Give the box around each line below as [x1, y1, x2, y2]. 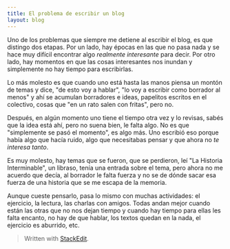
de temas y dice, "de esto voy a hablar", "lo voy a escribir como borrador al [7, 86, 220, 94]
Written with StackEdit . [23, 234, 90, 242]
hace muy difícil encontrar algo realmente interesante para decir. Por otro [7, 50, 216, 59]
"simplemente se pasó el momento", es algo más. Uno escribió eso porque [7, 128, 219, 137]
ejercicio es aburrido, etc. [7, 221, 80, 229]
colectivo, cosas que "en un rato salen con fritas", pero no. [7, 100, 174, 108]
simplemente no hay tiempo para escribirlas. [7, 65, 134, 73]
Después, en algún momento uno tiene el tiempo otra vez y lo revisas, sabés [7, 113, 224, 121]
